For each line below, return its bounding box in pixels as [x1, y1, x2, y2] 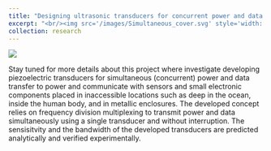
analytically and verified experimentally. [8, 133, 141, 143]
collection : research [8, 27, 82, 35]
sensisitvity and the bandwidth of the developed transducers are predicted [8, 125, 259, 135]
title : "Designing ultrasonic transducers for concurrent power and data [8, 11, 264, 20]
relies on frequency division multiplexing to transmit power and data [8, 107, 235, 118]
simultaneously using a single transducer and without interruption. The [8, 116, 245, 126]
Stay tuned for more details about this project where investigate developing [8, 64, 260, 74]
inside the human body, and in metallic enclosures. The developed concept [8, 99, 260, 109]
